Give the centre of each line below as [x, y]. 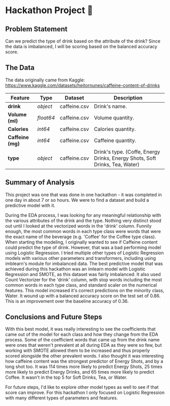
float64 [46, 117]
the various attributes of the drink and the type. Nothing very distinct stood [83, 220]
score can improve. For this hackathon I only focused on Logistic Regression [85, 393]
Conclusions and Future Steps [54, 317]
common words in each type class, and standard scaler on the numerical [81, 285]
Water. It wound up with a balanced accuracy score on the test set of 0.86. [83, 296]
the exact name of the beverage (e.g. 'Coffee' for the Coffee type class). [81, 237]
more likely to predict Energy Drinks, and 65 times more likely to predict [80, 372]
